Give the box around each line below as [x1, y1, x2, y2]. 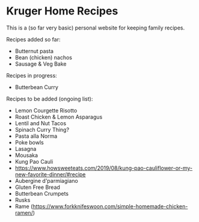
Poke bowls [14, 138, 44, 146]
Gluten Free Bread [14, 183, 60, 191]
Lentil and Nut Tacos [14, 119, 67, 127]
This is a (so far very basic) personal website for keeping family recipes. [6, 24, 185, 31]
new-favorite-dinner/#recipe [14, 170, 86, 178]
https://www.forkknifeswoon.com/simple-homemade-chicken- [32, 203, 188, 210]
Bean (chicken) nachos [14, 54, 72, 61]
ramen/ [14, 209, 33, 216]
